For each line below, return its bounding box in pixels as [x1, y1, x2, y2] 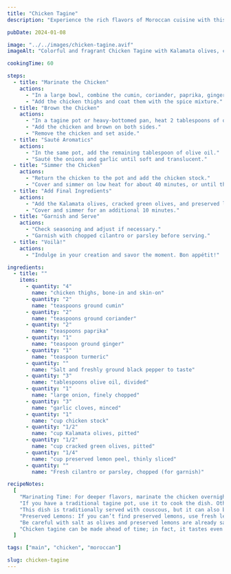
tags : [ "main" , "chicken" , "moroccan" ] [7, 544, 122, 551]
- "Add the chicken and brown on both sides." [25, 124, 162, 131]
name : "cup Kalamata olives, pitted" [32, 430, 140, 437]
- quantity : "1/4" [25, 449, 78, 456]
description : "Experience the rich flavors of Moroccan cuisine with [7, 16, 211, 23]
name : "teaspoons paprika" [32, 328, 109, 335]
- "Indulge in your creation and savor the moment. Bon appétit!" [25, 252, 220, 258]
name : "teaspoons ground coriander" [32, 315, 137, 322]
